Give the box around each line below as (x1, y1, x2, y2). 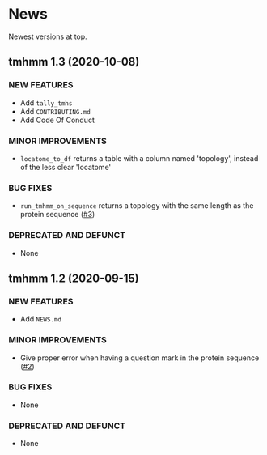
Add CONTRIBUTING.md (19, 106, 91, 116)
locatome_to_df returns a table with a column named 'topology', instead (19, 153, 259, 163)
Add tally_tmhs (19, 98, 73, 108)
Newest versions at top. (8, 32, 87, 41)
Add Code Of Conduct (19, 115, 95, 125)
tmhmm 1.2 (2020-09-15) (8, 271, 139, 285)
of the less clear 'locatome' (19, 162, 112, 172)
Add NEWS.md (19, 314, 62, 324)
